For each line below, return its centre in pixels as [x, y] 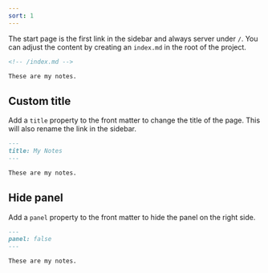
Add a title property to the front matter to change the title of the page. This [134, 120]
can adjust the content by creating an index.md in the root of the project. [128, 47]
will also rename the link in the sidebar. [72, 129]
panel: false [30, 239]
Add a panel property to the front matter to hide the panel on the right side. [132, 217]
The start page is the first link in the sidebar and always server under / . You [133, 38]
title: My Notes [35, 151]
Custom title [40, 101]
